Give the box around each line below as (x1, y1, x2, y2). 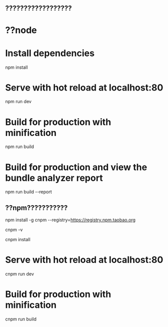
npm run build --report (5, 189, 52, 195)
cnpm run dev (5, 271, 34, 277)
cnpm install (5, 237, 31, 243)
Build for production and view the (5, 161, 147, 173)
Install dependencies (5, 48, 95, 59)
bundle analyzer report (5, 172, 103, 183)
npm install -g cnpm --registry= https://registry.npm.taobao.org (5, 217, 136, 223)
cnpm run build (5, 316, 37, 322)
